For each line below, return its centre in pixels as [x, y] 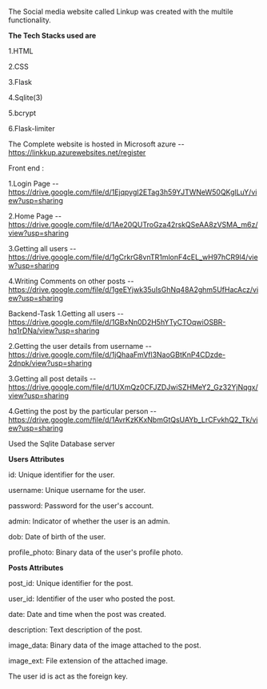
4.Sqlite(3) [26, 98]
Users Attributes [36, 459]
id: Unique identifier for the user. [62, 475]
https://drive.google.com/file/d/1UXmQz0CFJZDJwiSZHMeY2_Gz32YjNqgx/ [133, 387]
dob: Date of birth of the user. [57, 537]
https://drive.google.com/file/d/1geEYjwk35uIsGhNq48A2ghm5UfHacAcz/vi [133, 290]
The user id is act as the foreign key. [68, 676]
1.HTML [21, 51]
